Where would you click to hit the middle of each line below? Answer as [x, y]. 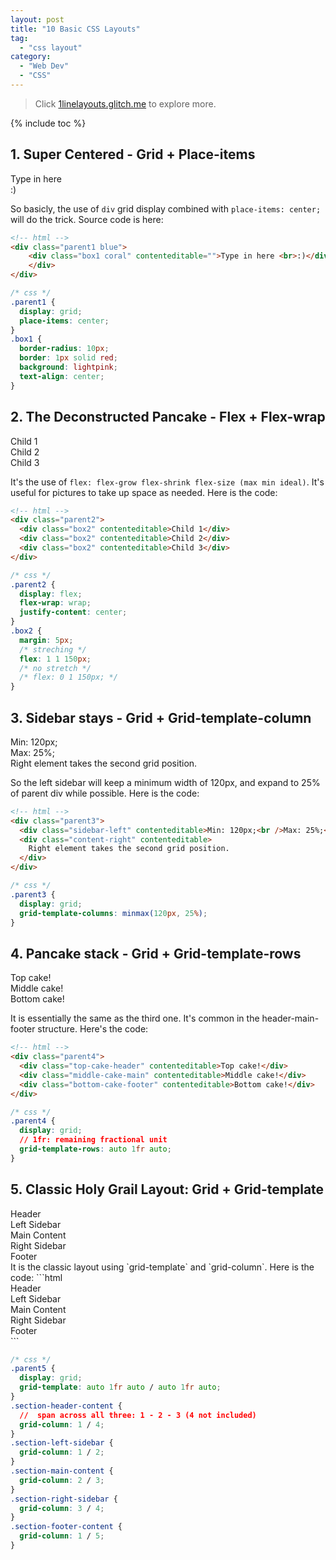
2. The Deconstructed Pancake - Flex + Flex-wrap [168, 417]
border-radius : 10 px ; [64, 349]
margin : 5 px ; [46, 640]
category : [31, 57]
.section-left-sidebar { [62, 1443]
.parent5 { [33, 1369]
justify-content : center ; [73, 612]
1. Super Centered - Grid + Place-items [133, 154]
